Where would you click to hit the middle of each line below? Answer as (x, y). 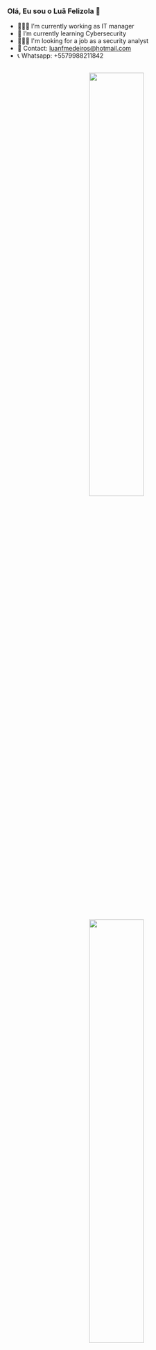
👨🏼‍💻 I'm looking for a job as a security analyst (83, 41)
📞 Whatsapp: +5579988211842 (60, 56)
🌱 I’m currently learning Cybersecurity (72, 33)
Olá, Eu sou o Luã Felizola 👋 (54, 11)
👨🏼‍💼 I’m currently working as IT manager (76, 26)
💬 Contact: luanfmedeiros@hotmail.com (74, 49)
